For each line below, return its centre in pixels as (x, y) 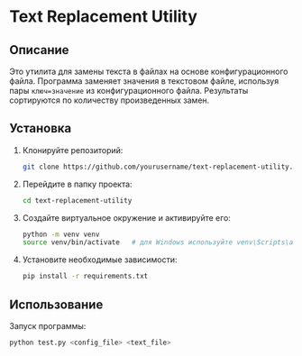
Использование (56, 304)
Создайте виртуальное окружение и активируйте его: (127, 217)
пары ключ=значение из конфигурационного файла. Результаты (129, 91)
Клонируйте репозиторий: (73, 150)
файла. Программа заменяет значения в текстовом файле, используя (144, 81)
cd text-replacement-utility (77, 200)
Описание (39, 50)
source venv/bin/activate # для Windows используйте (128, 242)
